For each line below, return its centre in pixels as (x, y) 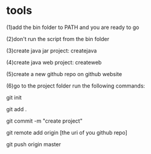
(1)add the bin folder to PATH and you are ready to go (73, 27)
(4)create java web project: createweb (54, 62)
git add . (17, 109)
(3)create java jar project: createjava (52, 50)
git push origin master (34, 144)
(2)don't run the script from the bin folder (58, 39)
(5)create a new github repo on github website (64, 74)
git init (14, 97)
